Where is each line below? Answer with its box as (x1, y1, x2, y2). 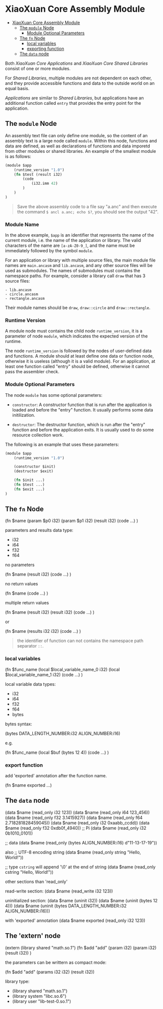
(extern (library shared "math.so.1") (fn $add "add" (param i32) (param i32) (5, 944, 157, 951)
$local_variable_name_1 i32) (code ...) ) (5, 672, 83, 677)
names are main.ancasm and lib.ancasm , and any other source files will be (5, 263, 153, 268)
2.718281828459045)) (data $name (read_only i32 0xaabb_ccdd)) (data (5, 819, 150, 826)
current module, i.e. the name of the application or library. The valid (5, 238, 141, 243)
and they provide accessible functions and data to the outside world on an (5, 80, 155, 86)
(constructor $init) (14, 464, 56, 469)
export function (5, 762, 43, 769)
